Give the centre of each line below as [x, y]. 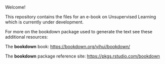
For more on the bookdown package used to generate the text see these [79, 32]
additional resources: [27, 37]
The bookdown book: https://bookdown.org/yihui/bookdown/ [68, 46]
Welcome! [15, 7]
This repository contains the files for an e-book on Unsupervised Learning [81, 17]
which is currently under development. [44, 22]
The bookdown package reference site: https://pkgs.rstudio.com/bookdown [83, 56]
